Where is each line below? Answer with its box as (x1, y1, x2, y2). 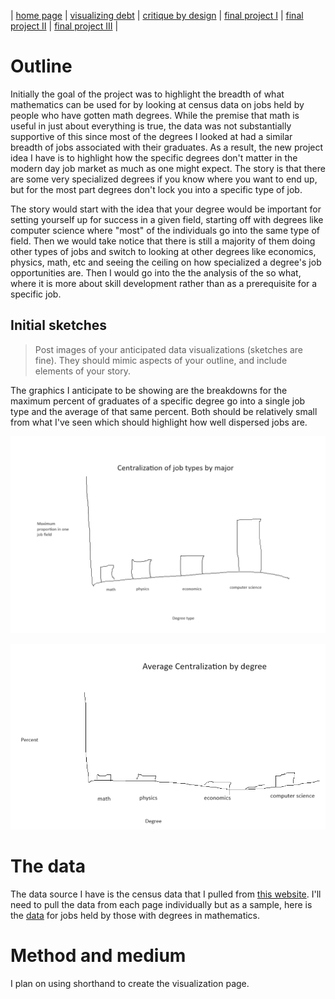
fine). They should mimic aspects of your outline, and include (34, 354, 288, 366)
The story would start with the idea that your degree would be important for (10, 203, 322, 215)
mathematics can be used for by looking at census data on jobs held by (10, 98, 305, 110)
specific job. (10, 288, 62, 300)
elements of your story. (34, 365, 131, 377)
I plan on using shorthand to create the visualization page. (10, 977, 250, 989)
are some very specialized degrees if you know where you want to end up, (10, 173, 318, 185)
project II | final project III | (10, 20, 119, 32)
